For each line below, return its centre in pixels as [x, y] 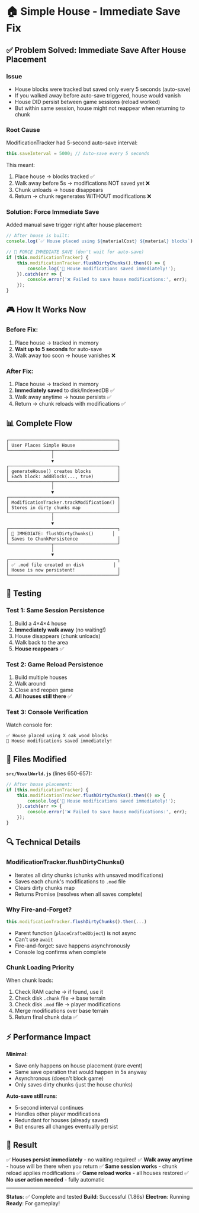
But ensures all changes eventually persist [66, 1126]
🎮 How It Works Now [46, 310]
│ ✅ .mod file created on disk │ [61, 565]
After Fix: [20, 371]
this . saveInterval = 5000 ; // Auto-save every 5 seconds [78, 154]
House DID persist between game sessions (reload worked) [87, 102]
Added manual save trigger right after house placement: [75, 225]
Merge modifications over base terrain [61, 1011]
